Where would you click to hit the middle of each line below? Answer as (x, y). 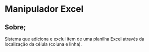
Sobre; (15, 27)
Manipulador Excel (44, 9)
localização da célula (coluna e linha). (43, 44)
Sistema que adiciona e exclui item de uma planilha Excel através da (74, 39)
